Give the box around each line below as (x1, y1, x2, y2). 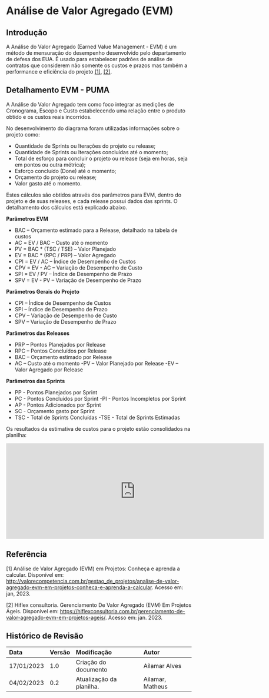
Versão (49, 649, 71, 657)
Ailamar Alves (143, 662, 181, 670)
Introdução (6, 28, 48, 38)
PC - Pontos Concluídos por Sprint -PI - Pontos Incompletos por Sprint (14, 395, 187, 402)
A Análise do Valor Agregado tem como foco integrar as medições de (6, 101, 174, 108)
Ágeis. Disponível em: (6, 607, 59, 614)
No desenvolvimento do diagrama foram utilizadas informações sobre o (6, 125, 180, 132)
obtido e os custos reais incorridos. (6, 113, 92, 120)
